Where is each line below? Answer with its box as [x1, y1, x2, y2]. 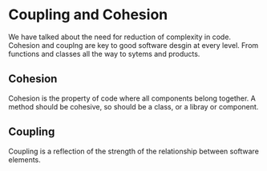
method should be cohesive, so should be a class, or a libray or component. [8, 101, 259, 111]
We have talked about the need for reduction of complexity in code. [8, 32, 231, 42]
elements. [8, 154, 42, 165]
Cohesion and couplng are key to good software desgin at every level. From [8, 40, 259, 50]
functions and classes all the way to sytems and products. [8, 49, 200, 58]
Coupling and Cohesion [8, 6, 168, 24]
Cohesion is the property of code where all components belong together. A [8, 93, 257, 103]
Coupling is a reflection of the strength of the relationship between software [8, 146, 259, 156]
